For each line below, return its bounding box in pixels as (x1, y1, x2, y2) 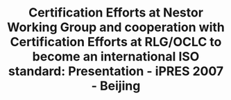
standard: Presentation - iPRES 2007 (8, 63, 224, 79)
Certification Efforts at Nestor (28, 5, 204, 21)
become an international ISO (32, 49, 200, 65)
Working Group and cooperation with (7, 19, 225, 35)
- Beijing (91, 78, 141, 94)
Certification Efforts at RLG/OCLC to (10, 34, 222, 50)
